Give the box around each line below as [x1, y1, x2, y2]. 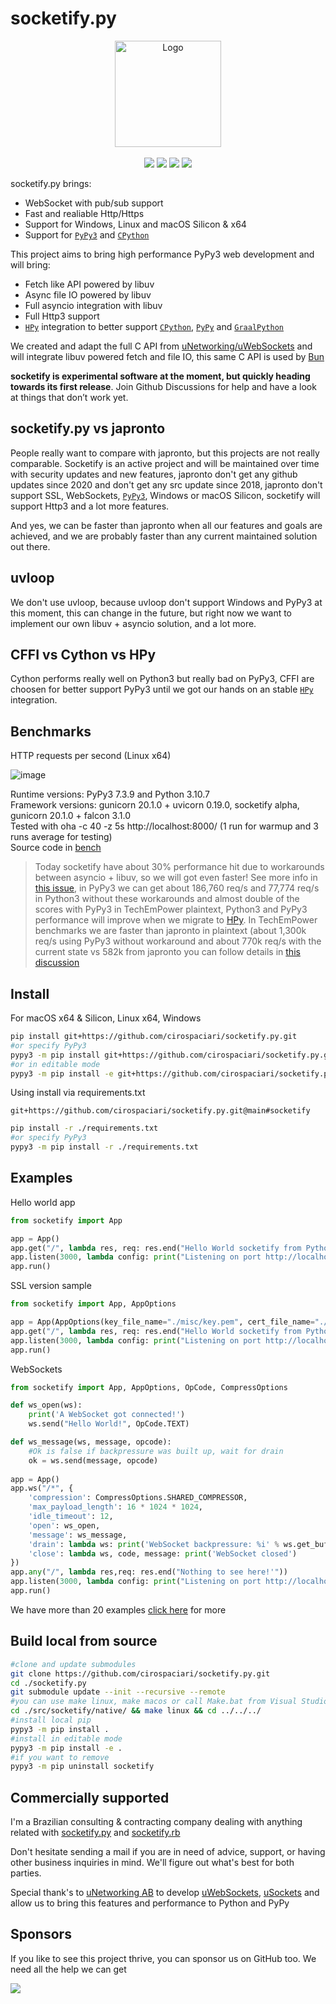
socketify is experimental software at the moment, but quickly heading [10, 370, 311, 382]
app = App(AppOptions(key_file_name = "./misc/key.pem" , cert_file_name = [10, 1317, 315, 1327]
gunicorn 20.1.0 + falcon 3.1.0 [10, 810, 131, 822]
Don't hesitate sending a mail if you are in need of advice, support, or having [10, 1846, 326, 1858]
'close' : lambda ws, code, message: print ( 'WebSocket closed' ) [28, 1548, 298, 1559]
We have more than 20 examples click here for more [10, 1603, 227, 1616]
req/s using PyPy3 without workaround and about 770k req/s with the [34, 935, 322, 947]
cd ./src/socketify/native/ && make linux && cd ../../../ [10, 1706, 262, 1716]
